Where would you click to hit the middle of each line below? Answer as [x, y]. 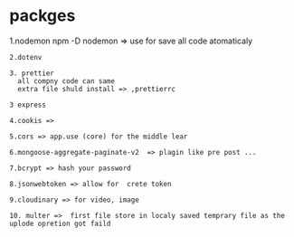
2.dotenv [26, 57]
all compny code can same [66, 81]
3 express [28, 105]
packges [43, 16]
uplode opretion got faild [60, 223]
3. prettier [32, 73]
